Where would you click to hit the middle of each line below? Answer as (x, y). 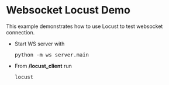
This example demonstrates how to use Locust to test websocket (84, 26)
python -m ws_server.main (52, 55)
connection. (20, 32)
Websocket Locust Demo (68, 10)
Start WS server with (39, 44)
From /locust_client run (43, 66)
